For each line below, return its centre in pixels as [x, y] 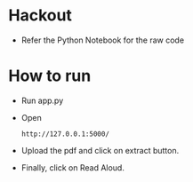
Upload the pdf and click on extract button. [100, 150]
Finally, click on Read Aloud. [73, 167]
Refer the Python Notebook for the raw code [102, 40]
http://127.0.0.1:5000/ [65, 134]
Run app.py [42, 100]
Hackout [40, 16]
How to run [50, 76]
